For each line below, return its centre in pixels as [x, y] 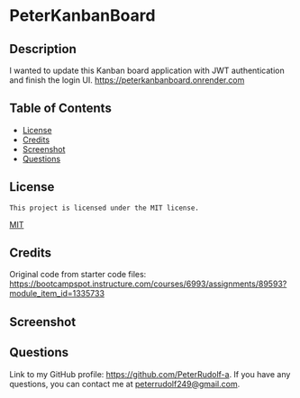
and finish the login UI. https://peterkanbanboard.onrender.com [127, 80]
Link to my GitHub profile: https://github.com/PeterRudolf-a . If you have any [150, 374]
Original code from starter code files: [78, 275]
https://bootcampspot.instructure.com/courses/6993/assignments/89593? [148, 284]
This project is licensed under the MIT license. [105, 208]
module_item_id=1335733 [57, 294]
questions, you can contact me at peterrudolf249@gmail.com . [125, 384]
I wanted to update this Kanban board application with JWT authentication [147, 70]
